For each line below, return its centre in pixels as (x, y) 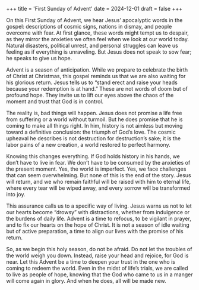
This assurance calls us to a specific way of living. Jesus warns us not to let (99, 206)
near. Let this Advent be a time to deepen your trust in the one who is (91, 262)
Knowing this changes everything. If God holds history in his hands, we (93, 156)
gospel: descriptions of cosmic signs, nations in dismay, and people (89, 27)
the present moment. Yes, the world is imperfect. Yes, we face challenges (96, 169)
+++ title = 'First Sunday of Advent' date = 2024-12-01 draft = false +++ (94, 9)
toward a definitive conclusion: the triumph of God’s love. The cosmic (91, 132)
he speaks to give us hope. (39, 58)
